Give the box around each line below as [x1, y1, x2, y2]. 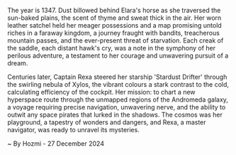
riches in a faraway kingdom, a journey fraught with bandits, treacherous [7, 28, 220, 37]
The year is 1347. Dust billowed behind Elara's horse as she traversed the [7, 6, 221, 14]
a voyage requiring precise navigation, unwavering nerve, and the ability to [7, 103, 226, 111]
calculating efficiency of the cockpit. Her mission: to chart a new [7, 88, 196, 96]
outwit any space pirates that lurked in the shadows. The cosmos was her [7, 110, 223, 119]
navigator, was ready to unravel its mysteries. [7, 126, 140, 134]
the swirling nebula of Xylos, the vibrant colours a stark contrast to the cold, [7, 80, 229, 88]
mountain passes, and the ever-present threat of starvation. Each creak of [7, 36, 224, 45]
